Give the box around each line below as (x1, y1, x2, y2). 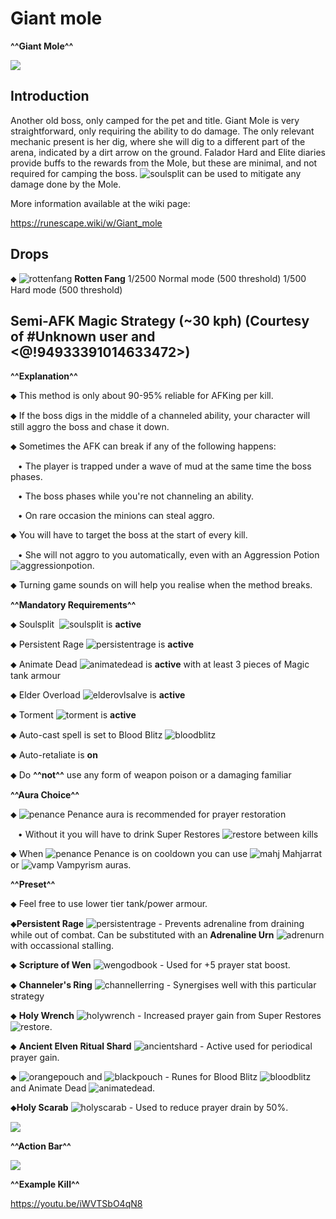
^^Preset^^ (10, 878, 56, 891)
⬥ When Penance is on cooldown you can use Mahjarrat (10, 848, 323, 860)
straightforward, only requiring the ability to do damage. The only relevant (10, 125, 315, 137)
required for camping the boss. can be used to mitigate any (10, 167, 302, 179)
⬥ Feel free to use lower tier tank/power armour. (10, 898, 208, 910)
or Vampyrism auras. (10, 859, 132, 871)
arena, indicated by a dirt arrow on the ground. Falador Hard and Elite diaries (10, 146, 326, 158)
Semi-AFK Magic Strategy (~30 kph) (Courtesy (10, 312, 310, 329)
